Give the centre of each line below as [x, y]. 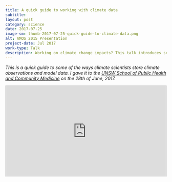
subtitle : [16, 15]
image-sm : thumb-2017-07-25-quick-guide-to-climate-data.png [72, 34]
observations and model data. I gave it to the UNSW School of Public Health [86, 73]
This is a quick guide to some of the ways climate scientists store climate [82, 67]
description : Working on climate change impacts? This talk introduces [83, 53]
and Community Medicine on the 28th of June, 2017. [61, 78]
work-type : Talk [23, 48]
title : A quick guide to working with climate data [61, 10]
